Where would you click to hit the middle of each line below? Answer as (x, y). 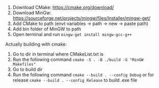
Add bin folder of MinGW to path (47, 29)
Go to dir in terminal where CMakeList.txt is (58, 54)
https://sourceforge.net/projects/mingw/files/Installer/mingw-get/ (82, 18)
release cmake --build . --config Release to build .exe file (75, 80)
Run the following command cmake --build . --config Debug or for (83, 75)
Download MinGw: (32, 13)
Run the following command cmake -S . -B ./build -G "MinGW (78, 60)
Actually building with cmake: (36, 44)
